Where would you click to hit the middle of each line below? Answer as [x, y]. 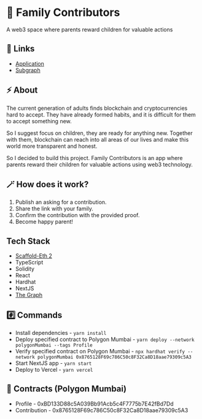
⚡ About [22, 90]
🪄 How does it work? [48, 184]
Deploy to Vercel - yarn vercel [54, 370]
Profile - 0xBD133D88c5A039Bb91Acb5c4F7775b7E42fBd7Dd [94, 404]
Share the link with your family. [54, 209]
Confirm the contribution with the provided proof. [77, 215]
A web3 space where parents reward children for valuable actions [90, 29]
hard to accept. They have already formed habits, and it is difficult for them [101, 114]
